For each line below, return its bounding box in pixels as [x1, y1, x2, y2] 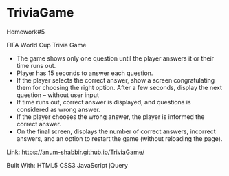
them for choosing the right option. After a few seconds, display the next [16, 83, 223, 91]
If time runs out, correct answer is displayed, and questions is [16, 98, 191, 106]
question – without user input [16, 91, 99, 99]
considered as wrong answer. [16, 105, 100, 113]
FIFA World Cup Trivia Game [6, 41, 87, 49]
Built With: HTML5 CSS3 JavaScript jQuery [6, 161, 129, 169]
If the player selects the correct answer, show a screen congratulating [16, 76, 215, 84]
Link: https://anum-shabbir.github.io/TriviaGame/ [6, 148, 145, 156]
